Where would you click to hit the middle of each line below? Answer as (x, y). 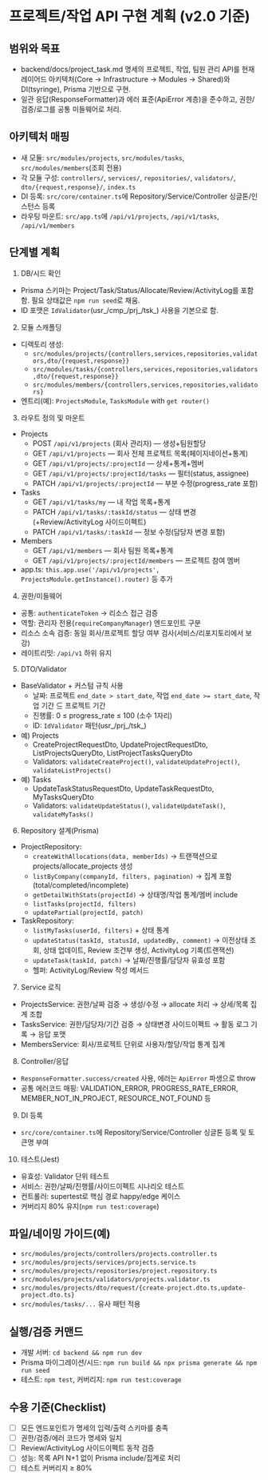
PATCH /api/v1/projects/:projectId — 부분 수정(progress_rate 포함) (145, 483)
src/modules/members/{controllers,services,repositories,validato (145, 385)
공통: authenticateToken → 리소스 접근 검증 (89, 612)
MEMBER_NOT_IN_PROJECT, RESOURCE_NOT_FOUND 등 (116, 1098)
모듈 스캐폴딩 (41, 327)
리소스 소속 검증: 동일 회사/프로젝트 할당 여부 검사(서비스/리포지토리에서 (132, 632)
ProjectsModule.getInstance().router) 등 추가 (97, 579)
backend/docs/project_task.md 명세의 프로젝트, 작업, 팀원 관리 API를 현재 (138, 69)
